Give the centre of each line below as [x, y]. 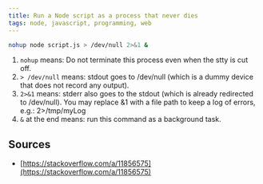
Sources [30, 144]
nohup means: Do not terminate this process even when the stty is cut [134, 60]
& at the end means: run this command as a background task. [120, 119]
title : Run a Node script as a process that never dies [103, 16]
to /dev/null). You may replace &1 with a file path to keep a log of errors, [137, 102]
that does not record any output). [74, 85]
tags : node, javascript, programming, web [80, 23]
